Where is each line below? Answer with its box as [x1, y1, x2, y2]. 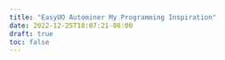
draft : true [9, 29, 53, 38]
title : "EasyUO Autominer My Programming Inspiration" [9, 12, 217, 22]
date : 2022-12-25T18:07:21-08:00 [9, 21, 133, 30]
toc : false [9, 37, 50, 47]
